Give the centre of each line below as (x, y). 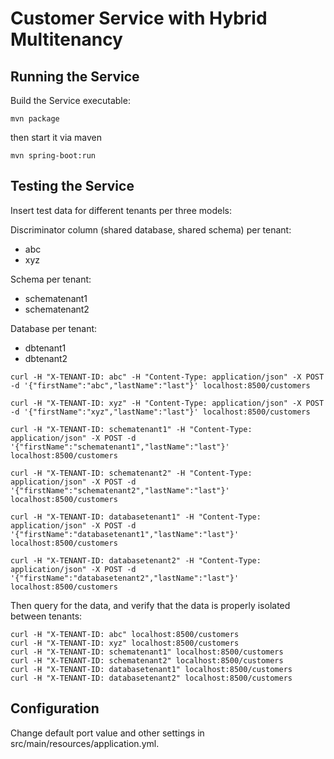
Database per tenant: (54, 328)
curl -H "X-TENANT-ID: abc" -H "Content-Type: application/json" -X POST (167, 377)
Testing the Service (72, 186)
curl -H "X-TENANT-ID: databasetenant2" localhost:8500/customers (151, 678)
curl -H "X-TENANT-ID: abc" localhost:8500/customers (125, 634)
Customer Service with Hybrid (139, 18)
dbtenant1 (45, 348)
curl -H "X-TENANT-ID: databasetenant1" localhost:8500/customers (151, 669)
